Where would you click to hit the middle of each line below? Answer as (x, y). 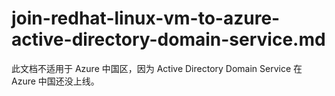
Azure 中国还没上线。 (55, 81)
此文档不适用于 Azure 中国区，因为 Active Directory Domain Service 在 (157, 68)
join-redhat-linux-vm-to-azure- (146, 18)
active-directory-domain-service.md (168, 39)
